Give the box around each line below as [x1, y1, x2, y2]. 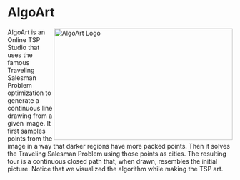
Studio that [7, 43, 40, 51]
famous [7, 58, 30, 66]
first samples [7, 126, 46, 135]
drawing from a [7, 111, 53, 120]
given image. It [7, 119, 51, 127]
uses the [7, 51, 34, 59]
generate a [7, 96, 39, 104]
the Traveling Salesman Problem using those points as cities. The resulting [7, 149, 227, 158]
